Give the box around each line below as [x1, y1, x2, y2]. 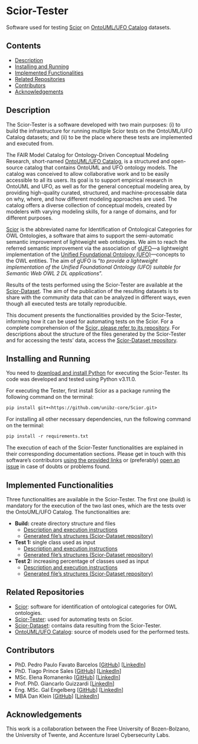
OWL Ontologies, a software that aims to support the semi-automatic [6, 232, 174, 239]
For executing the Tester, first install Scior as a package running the [6, 387, 171, 394]
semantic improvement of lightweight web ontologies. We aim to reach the [6, 238, 187, 245]
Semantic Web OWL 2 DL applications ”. [6, 269, 103, 276]
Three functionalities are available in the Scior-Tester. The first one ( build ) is [6, 495, 191, 503]
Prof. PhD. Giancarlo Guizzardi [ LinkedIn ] [14, 679, 115, 687]
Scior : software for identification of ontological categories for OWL [14, 603, 177, 610]
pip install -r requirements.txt [6, 433, 89, 439]
